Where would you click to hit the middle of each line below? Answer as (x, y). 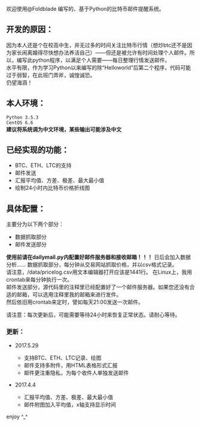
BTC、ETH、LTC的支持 (43, 165)
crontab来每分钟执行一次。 (39, 280)
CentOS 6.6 (20, 123)
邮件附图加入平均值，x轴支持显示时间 (70, 404)
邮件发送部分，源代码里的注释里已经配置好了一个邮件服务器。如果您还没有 (98, 287)
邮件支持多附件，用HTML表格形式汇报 (71, 365)
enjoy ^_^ (17, 416)
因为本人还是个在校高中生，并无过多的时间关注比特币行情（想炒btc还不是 (97, 45)
